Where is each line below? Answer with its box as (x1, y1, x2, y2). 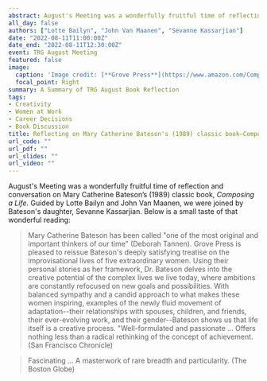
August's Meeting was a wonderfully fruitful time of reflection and (8, 181, 224, 191)
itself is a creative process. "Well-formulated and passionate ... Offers (27, 324, 256, 333)
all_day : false (8, 19, 59, 27)
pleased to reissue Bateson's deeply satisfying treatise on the (27, 247, 230, 257)
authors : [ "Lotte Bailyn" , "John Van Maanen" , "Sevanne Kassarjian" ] (8, 26, 244, 34)
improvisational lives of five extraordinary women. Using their (27, 256, 229, 266)
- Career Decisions (8, 115, 73, 123)
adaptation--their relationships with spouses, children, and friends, (27, 307, 247, 317)
